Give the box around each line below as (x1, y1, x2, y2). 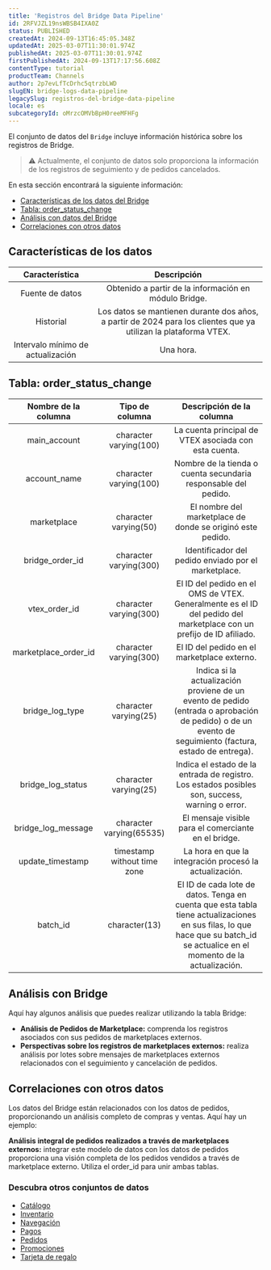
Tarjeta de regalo (19, 1251, 77, 1261)
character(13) (107, 919, 161, 930)
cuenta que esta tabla (174, 898, 258, 910)
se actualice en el (182, 939, 250, 950)
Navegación (19, 1217, 60, 1227)
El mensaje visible (182, 812, 250, 823)
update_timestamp (19, 856, 89, 867)
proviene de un (187, 684, 245, 696)
